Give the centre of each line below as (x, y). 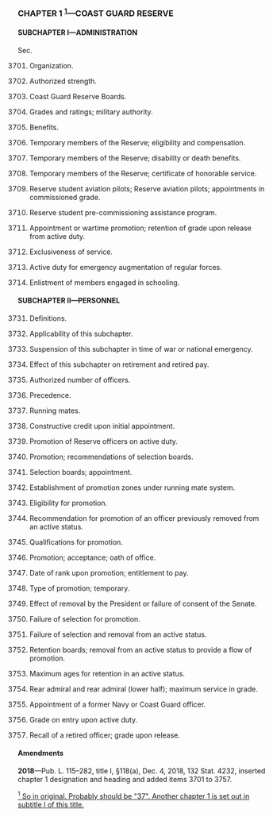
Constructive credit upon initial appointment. (102, 426)
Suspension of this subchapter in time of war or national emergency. (141, 349)
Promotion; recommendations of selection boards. (111, 457)
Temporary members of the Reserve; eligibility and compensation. (137, 142)
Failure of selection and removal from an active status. (118, 634)
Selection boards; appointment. (81, 472)
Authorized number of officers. (80, 380)
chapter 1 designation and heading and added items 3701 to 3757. (125, 779)
